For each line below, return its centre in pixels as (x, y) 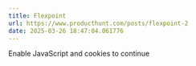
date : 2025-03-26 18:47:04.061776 (66, 31)
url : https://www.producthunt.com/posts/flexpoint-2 (98, 23)
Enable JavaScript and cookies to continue (79, 54)
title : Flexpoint (37, 16)
